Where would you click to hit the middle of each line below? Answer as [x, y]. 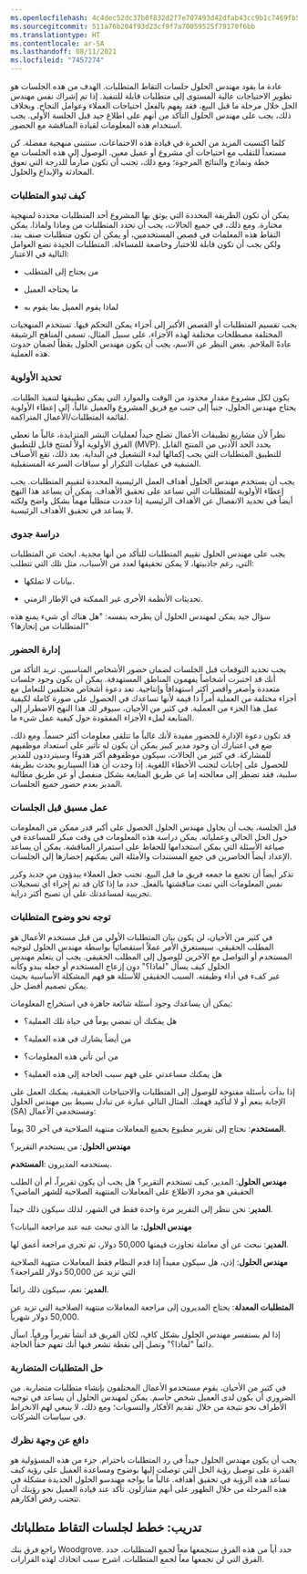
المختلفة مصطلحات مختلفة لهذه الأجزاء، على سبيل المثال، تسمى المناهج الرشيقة [147, 335]
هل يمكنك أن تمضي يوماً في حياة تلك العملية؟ [100, 1020]
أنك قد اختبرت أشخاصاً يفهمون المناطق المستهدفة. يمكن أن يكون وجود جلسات [143, 679]
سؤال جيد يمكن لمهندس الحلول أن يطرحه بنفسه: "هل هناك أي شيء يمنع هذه [141, 616]
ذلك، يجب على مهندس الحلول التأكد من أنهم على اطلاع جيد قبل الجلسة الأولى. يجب [151, 115]
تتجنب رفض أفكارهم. [46, 1499]
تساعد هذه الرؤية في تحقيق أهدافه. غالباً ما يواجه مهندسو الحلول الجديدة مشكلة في [150, 1479]
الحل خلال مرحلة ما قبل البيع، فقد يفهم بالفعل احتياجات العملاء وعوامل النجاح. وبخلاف [154, 105]
